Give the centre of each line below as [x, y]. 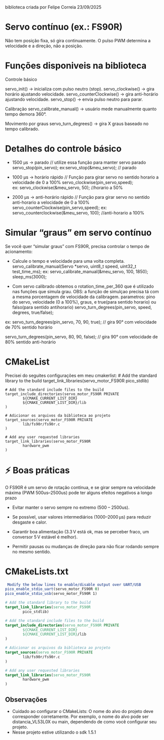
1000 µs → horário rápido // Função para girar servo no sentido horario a [85, 177]
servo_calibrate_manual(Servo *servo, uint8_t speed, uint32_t [74, 266]
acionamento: [19, 251]
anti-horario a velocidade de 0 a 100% [51, 202]
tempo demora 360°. [26, 114]
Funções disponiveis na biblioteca [76, 66]
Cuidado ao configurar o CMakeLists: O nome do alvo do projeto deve [83, 711]
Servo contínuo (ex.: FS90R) [64, 27]
